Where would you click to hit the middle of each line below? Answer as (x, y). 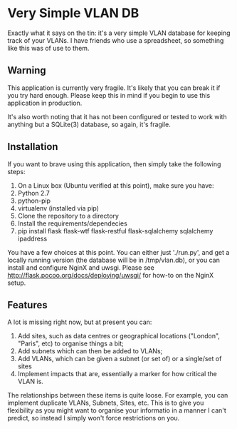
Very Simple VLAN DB (73, 13)
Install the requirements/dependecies (73, 223)
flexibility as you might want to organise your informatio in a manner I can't (117, 410)
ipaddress (32, 238)
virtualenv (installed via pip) (58, 208)
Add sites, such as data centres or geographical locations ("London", (119, 336)
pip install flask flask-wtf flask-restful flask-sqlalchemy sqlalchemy (115, 231)
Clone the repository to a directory (68, 216)
